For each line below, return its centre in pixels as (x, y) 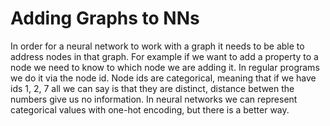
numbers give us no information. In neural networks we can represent (154, 99)
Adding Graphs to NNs (105, 18)
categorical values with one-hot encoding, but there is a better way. (150, 109)
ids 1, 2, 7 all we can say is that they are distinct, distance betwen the (152, 88)
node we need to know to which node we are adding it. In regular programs (165, 67)
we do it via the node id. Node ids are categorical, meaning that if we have (163, 78)
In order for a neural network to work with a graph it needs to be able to (157, 46)
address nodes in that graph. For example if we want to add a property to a (164, 56)
